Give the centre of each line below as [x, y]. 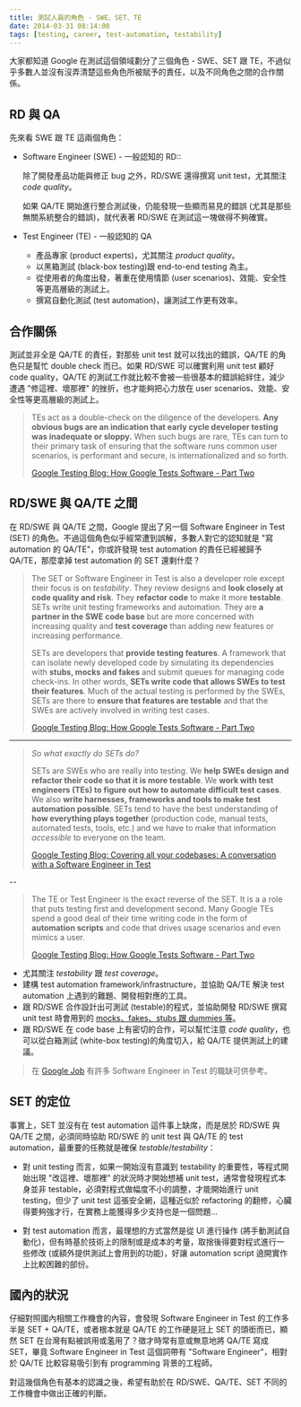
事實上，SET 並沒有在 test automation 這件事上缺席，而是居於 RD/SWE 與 [145, 1125]
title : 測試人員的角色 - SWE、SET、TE [75, 17]
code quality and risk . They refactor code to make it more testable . [157, 597]
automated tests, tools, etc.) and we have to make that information [153, 827]
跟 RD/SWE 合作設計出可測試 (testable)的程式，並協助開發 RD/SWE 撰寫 [155, 1007]
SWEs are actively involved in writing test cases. [120, 710]
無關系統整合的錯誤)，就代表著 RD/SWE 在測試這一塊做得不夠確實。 [147, 217]
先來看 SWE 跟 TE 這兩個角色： [67, 138]
